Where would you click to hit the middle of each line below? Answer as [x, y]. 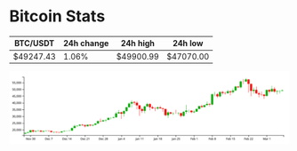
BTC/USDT [35, 44]
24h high [138, 44]
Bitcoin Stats [57, 16]
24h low [188, 44]
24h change [86, 44]
